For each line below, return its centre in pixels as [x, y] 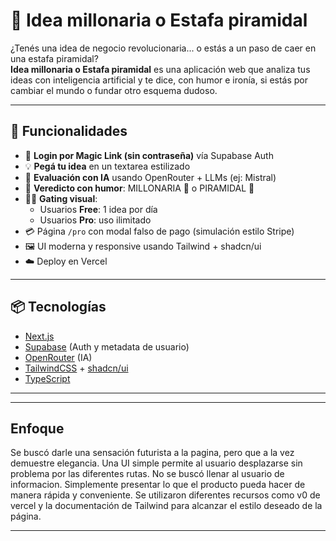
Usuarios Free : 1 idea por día [98, 209]
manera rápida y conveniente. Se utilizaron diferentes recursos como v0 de [165, 495]
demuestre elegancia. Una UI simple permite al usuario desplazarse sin [156, 463]
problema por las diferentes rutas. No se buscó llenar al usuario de [147, 474]
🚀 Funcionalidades [69, 131]
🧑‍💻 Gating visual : [61, 198]
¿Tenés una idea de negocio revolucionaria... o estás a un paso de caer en [163, 48]
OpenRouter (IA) [58, 357]
